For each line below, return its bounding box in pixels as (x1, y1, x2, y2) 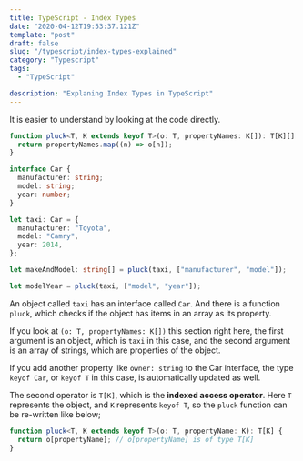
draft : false (9, 38, 59, 48)
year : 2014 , (17, 240, 64, 250)
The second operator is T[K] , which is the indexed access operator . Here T (9, 389, 292, 400)
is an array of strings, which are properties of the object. (9, 345, 221, 356)
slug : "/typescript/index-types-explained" (9, 47, 177, 56)
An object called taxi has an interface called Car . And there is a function (9, 297, 280, 309)
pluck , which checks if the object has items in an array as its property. (9, 307, 272, 318)
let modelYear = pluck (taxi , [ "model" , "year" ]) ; (9, 281, 202, 291)
